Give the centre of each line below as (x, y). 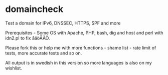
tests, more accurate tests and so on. (44, 53)
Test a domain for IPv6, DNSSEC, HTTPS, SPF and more (63, 23)
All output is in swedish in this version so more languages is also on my (78, 62)
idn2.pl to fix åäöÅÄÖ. (28, 38)
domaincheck (34, 9)
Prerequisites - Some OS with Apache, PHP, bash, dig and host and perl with (84, 32)
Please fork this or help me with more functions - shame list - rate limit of (81, 47)
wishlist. (14, 68)
